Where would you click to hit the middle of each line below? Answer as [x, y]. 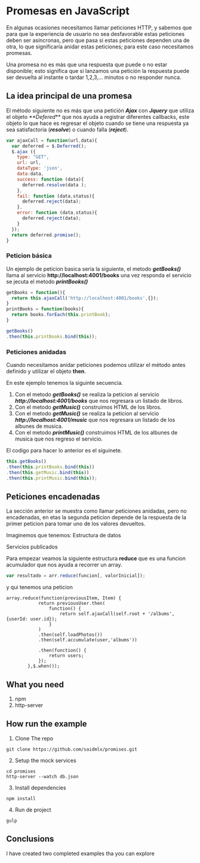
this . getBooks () [26, 461]
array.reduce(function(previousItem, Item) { [64, 598]
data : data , [30, 174]
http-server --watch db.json [42, 776]
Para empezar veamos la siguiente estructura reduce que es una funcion [96, 558]
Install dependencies [41, 788]
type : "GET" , [33, 157]
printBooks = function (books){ [45, 309]
